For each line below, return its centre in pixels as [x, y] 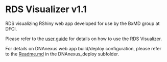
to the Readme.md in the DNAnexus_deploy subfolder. [62, 54]
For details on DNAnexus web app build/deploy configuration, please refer [83, 48]
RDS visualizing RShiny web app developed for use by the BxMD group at [82, 23]
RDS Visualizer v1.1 [46, 9]
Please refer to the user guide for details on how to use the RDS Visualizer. [84, 39]
